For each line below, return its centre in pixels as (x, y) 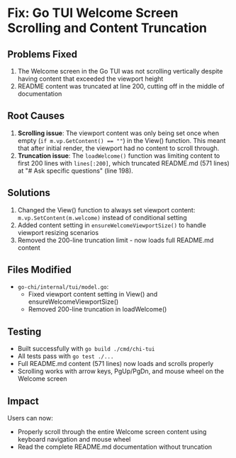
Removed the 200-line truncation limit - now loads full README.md (116, 240)
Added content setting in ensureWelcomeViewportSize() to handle (112, 225)
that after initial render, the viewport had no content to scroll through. (118, 148)
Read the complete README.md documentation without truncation (115, 447)
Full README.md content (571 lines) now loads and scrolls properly (116, 364)
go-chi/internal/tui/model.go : (63, 287)
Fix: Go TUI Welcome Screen (93, 13)
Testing (24, 332)
